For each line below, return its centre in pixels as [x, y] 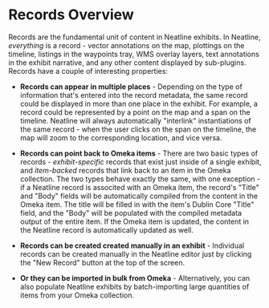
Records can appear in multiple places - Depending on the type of [131, 87]
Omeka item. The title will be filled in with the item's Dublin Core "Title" [137, 204]
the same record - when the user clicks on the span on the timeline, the [138, 129]
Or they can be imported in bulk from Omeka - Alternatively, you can [135, 278]
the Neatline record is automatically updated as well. [107, 229]
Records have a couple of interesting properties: [88, 71]
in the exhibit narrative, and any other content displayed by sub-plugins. [127, 63]
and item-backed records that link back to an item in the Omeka [125, 170]
